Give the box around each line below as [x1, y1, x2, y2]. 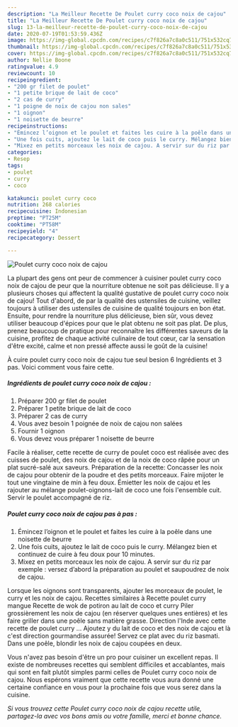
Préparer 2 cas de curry [17, 412, 88, 421]
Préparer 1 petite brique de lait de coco [17, 404, 132, 413]
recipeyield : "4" [7, 228, 59, 235]
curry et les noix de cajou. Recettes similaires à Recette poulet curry [7, 594, 207, 603]
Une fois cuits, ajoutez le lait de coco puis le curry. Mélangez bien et [17, 543, 217, 551]
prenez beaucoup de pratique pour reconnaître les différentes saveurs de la [7, 326, 229, 335]
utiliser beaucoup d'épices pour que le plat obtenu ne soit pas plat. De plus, [7, 318, 228, 327]
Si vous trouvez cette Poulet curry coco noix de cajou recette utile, [7, 704, 202, 713]
